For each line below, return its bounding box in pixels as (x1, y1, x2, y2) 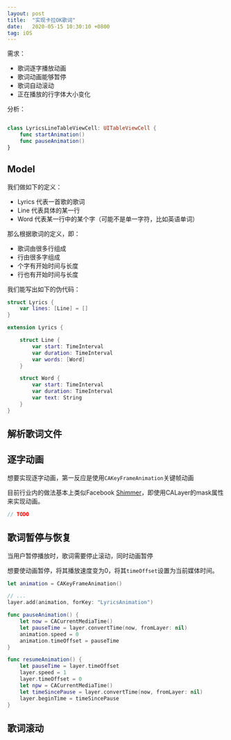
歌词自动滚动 (17, 81, 54, 90)
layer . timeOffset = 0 (19, 676, 82, 683)
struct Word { (19, 375, 60, 382)
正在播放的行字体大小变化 (17, 90, 91, 98)
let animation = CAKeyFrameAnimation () (7, 580, 123, 587)
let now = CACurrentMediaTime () (19, 618, 113, 625)
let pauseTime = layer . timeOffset (19, 663, 119, 670)
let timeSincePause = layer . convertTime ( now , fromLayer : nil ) (19, 688, 203, 696)
